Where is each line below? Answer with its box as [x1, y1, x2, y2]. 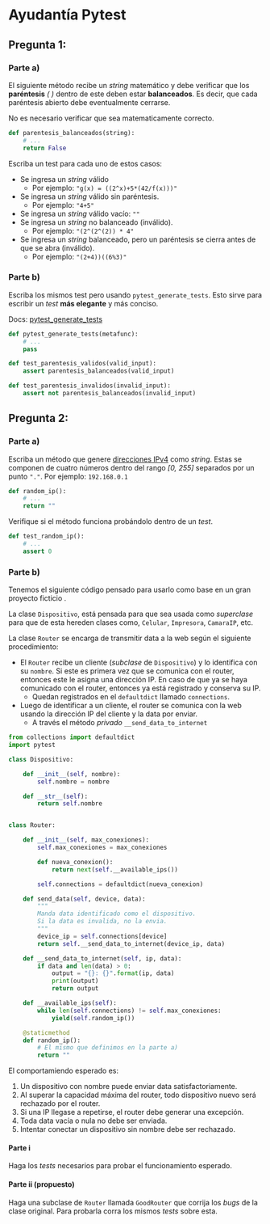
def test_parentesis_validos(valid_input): [8, 360, 157, 368]
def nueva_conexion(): [37, 858, 114, 866]
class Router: [8, 821, 56, 829]
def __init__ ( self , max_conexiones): [23, 836, 150, 844]
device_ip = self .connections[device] [37, 932, 168, 940]
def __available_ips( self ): [23, 999, 117, 1007]
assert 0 [23, 547, 52, 555]
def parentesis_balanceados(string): [8, 129, 135, 137]
